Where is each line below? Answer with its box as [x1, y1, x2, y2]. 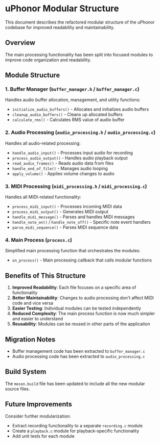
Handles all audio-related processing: [5, 140, 81, 146]
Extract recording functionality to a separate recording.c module [12, 422, 143, 428]
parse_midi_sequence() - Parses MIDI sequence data [12, 224, 118, 231]
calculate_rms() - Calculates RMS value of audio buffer [12, 117, 125, 123]
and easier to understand [12, 316, 63, 322]
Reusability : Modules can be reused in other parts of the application [12, 321, 151, 327]
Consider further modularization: [5, 413, 71, 419]
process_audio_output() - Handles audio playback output [12, 155, 128, 161]
